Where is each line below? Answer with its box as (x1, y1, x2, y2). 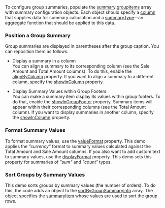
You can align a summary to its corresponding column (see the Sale (12, 63, 150, 69)
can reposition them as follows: (5, 49, 69, 55)
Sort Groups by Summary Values (5, 171, 85, 178)
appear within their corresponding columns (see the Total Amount (12, 104, 146, 110)
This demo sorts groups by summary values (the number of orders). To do (5, 182, 156, 188)
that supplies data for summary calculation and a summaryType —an (5, 15, 144, 20)
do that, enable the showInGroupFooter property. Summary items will (12, 99, 153, 105)
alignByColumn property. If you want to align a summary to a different (12, 74, 154, 80)
